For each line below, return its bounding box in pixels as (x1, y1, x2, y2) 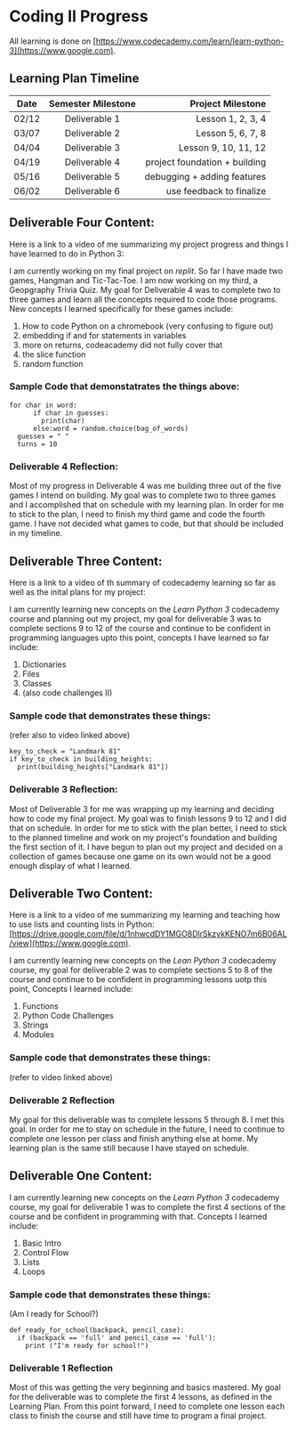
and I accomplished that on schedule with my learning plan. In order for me (9, 500, 285, 510)
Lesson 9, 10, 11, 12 (178, 141, 267, 153)
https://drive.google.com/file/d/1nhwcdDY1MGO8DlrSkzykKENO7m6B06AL (12, 929, 287, 939)
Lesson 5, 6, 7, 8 (195, 126, 267, 139)
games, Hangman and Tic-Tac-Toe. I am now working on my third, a (9, 274, 258, 286)
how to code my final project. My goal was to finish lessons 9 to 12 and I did (9, 813, 287, 824)
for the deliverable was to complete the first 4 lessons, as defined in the (9, 1392, 273, 1402)
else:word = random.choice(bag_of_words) (32, 424, 189, 433)
